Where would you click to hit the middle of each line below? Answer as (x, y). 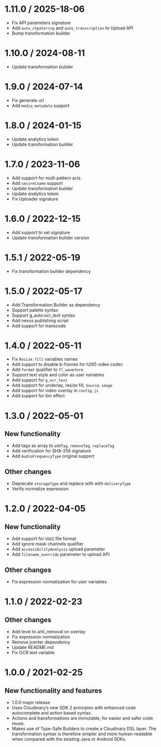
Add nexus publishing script (40, 320)
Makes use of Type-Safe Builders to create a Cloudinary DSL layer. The (84, 729)
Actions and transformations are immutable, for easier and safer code (82, 718)
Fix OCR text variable (33, 653)
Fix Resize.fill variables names (45, 359)
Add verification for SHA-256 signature (51, 451)
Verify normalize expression (40, 489)
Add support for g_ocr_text (39, 380)
